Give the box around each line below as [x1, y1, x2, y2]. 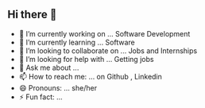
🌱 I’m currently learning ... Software [18, 37, 136, 47]
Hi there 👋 [7, 8, 57, 21]
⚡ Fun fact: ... [18, 92, 63, 102]
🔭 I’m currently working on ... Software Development [18, 29, 191, 38]
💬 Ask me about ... [18, 63, 79, 72]
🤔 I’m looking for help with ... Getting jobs [18, 54, 154, 64]
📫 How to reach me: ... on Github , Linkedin [18, 71, 162, 81]
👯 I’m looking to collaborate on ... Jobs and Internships [18, 45, 198, 56]
